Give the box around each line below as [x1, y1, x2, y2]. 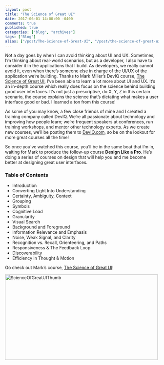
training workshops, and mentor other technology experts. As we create [5, 124, 150, 130]
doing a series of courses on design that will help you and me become [5, 154, 146, 160]
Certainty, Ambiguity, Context [12, 193, 72, 199]
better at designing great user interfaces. [5, 159, 88, 165]
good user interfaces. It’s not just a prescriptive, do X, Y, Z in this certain [5, 88, 150, 94]
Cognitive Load [12, 208, 43, 215]
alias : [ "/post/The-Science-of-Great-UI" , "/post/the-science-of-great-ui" [5, 39, 163, 44]
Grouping [12, 198, 31, 204]
